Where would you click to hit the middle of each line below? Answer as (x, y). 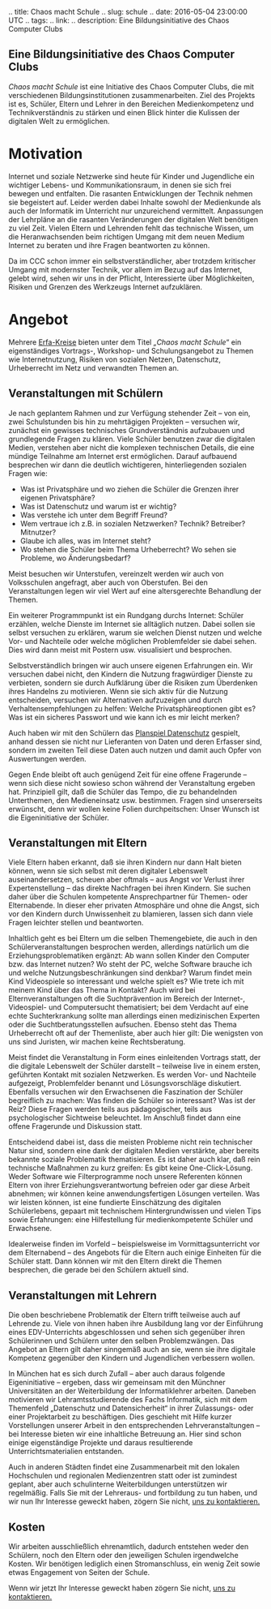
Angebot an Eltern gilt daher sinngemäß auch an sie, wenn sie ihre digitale (132, 1349)
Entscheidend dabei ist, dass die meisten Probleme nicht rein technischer (131, 1142)
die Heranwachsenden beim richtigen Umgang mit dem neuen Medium (127, 236)
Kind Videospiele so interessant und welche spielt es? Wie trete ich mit (126, 981)
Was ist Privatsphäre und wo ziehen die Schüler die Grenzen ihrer (129, 489)
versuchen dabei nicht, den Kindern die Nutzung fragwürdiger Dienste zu (131, 674)
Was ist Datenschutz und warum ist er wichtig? (98, 506)
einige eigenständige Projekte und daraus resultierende (101, 1443)
